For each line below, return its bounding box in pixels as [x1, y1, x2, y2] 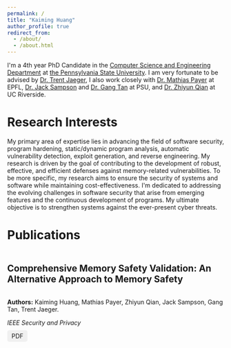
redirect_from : [7, 29, 51, 37]
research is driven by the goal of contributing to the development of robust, [7, 159, 221, 167]
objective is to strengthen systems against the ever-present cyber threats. [7, 203, 218, 211]
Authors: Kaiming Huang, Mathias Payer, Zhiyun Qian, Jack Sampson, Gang [7, 298, 223, 306]
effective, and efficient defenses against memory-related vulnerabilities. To [7, 166, 221, 174]
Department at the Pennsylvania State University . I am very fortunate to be [7, 68, 219, 76]
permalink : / [7, 10, 45, 17]
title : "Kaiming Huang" [7, 17, 76, 23]
